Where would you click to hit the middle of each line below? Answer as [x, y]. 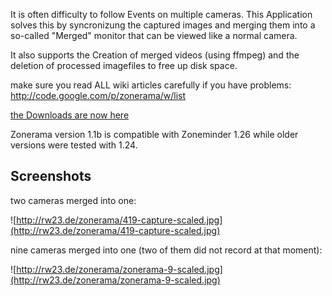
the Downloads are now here [70, 115]
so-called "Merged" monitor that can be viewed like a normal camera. [154, 35]
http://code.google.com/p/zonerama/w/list [98, 95]
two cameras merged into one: [73, 200]
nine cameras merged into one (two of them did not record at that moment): [166, 250]
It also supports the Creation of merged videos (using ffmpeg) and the [155, 55]
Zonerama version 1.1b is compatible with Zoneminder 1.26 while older [154, 134]
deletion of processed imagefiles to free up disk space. [124, 65]
